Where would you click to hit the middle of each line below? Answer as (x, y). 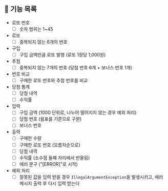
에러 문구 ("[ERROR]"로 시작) (49, 164)
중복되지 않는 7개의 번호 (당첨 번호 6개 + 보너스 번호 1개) (76, 68)
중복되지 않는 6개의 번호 (43, 42)
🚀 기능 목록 (21, 9)
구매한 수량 (30, 138)
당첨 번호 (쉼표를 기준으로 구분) (50, 119)
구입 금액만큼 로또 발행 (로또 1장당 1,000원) (62, 54)
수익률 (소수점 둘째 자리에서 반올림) (55, 158)
